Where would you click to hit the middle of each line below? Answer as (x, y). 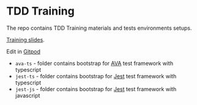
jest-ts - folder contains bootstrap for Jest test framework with (96, 76)
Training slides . (25, 39)
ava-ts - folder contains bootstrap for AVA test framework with (94, 63)
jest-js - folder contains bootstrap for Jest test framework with (96, 89)
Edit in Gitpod (24, 51)
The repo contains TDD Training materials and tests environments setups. (99, 28)
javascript (28, 95)
